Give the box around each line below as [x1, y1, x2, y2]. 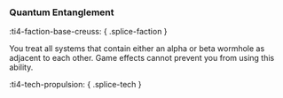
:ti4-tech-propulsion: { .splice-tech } [9, 79, 142, 90]
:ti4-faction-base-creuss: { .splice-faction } [9, 26, 168, 37]
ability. [9, 62, 34, 72]
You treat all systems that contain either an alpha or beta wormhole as [9, 43, 265, 54]
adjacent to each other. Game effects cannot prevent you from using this [9, 53, 275, 64]
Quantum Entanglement [9, 6, 114, 19]
